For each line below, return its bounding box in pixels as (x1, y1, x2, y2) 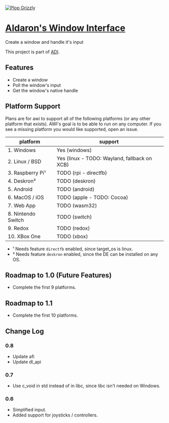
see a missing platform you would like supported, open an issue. (5, 126, 139, 132)
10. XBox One (8, 233, 41, 240)
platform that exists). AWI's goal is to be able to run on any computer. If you (5, 121, 162, 127)
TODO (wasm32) (56, 202, 97, 209)
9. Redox (8, 225, 29, 232)
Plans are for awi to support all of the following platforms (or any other (5, 115, 151, 121)
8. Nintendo (8, 210, 36, 217)
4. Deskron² (8, 177, 36, 184)
